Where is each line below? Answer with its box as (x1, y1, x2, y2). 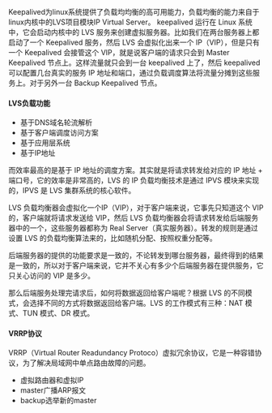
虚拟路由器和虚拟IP (19, 376, 84, 385)
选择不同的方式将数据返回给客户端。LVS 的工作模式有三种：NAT (29, 299, 244, 308)
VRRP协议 (8, 328, 42, 338)
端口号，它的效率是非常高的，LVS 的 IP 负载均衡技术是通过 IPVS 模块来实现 (8, 175, 260, 185)
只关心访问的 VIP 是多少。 (8, 271, 96, 281)
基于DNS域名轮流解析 (19, 118, 93, 127)
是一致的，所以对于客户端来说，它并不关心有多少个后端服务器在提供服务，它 (8, 260, 264, 270)
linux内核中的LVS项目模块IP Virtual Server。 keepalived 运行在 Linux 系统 (8, 17, 253, 27)
